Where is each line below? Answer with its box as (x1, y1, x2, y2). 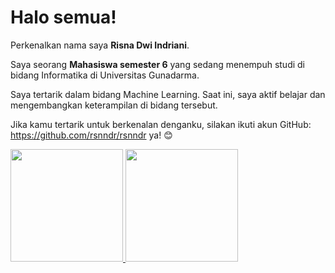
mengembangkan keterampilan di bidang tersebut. (10, 99, 218, 111)
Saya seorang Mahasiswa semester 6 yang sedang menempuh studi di (10, 58, 305, 70)
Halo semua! (10, 6, 117, 29)
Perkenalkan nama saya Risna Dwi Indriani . (10, 39, 190, 51)
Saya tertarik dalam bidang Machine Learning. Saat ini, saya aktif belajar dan (10, 88, 326, 100)
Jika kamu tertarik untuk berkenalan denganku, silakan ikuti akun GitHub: (10, 118, 312, 130)
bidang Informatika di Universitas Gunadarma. (10, 69, 200, 81)
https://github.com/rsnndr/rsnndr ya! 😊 (10, 129, 173, 141)
